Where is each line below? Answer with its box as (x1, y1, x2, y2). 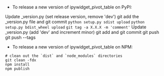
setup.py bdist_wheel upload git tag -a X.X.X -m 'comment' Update (5, 24, 147, 30)
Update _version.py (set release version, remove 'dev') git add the (5, 14, 139, 19)
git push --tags (5, 34, 36, 40)
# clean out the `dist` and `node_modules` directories (5, 53, 123, 58)
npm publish (5, 66, 30, 71)
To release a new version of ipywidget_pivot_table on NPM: (12, 44, 133, 50)
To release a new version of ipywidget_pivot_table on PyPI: (12, 4, 132, 10)
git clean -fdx (5, 58, 37, 63)
